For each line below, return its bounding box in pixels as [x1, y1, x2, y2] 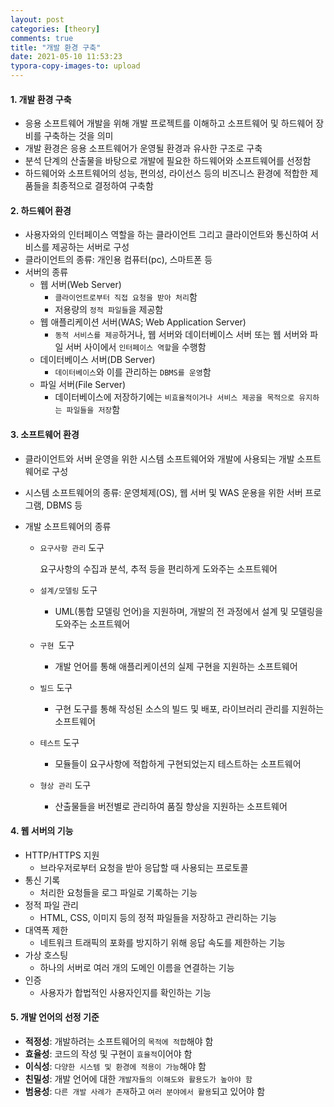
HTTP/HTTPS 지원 [24, 849, 100, 861]
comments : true [10, 33, 74, 43]
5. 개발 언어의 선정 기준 [10, 1011, 100, 1023]
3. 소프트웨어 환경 [10, 429, 80, 440]
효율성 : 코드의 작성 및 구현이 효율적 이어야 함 [24, 1048, 193, 1060]
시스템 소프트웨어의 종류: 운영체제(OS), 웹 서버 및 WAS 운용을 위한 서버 [24, 486, 303, 498]
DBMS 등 [46, 499, 83, 511]
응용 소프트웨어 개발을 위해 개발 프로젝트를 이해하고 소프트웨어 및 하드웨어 [24, 117, 314, 130]
